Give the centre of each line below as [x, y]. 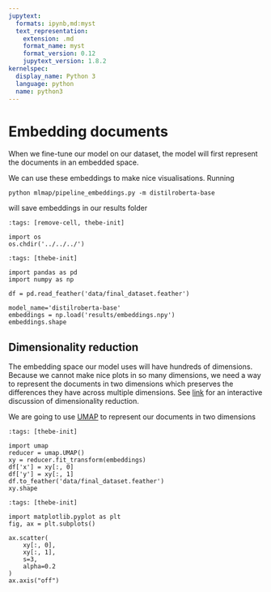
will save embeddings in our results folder [78, 208]
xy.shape [23, 489]
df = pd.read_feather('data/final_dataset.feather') [99, 294]
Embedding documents [88, 131]
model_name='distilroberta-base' [65, 308]
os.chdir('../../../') [47, 244]
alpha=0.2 [40, 567]
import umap [28, 446]
